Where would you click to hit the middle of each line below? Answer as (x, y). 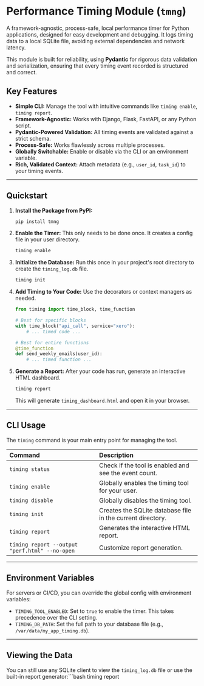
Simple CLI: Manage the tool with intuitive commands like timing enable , (106, 106)
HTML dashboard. (38, 378)
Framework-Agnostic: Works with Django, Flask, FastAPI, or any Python (106, 119)
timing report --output (44, 544)
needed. (25, 298)
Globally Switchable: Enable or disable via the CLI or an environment (102, 151)
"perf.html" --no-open (42, 550)
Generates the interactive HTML (145, 528)
